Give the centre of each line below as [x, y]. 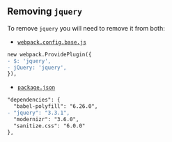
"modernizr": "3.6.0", [46, 119]
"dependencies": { [34, 100]
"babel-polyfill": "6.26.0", [56, 106]
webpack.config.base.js [52, 42]
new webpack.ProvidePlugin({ [49, 54]
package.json [36, 88]
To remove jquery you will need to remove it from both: [86, 28]
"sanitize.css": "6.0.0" [49, 126]
